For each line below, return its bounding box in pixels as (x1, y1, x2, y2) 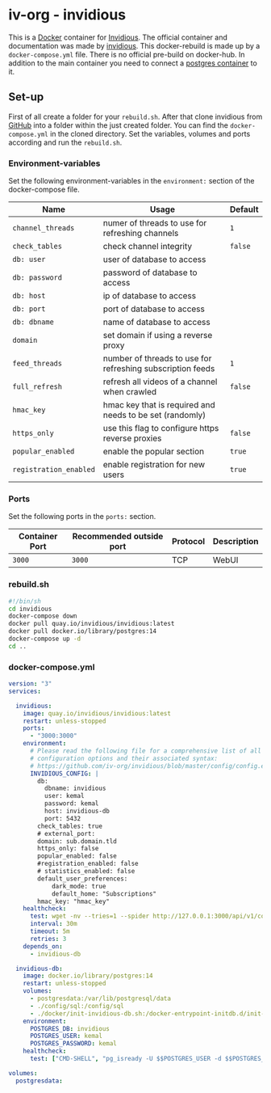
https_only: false (37, 845, 99, 853)
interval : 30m (29, 920, 78, 928)
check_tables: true (37, 822, 103, 830)
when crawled (102, 386, 157, 398)
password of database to (102, 267, 198, 278)
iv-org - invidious (8, 6, 127, 24)
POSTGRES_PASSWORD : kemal (29, 1040, 117, 1048)
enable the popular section (102, 446, 204, 458)
